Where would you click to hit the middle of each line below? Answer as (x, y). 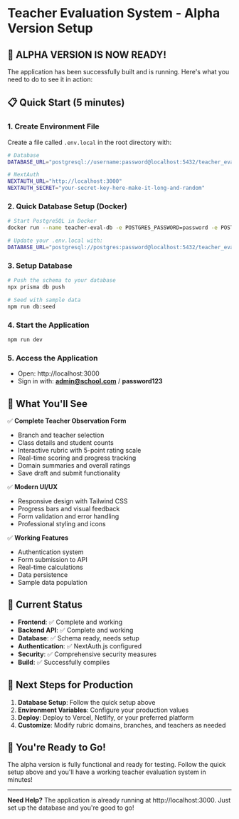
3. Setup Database (40, 266)
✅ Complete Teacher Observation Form (67, 421)
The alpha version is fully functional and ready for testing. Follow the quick (117, 765)
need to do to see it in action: (50, 79)
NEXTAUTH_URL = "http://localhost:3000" (65, 181)
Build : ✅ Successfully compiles (64, 662)
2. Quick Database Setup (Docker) (68, 206)
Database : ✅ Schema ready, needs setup (79, 638)
